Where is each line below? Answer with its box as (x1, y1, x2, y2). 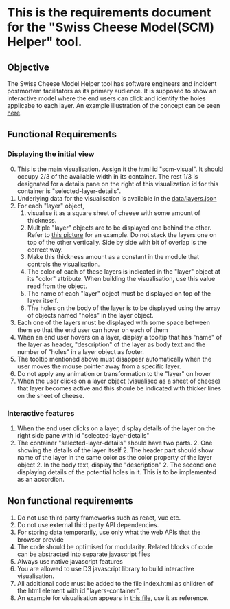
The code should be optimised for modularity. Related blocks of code (16, 542, 214, 551)
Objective (7, 61, 50, 73)
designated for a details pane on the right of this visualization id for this (16, 179, 219, 188)
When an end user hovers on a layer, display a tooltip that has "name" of (16, 333, 222, 341)
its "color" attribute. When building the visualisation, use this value (27, 274, 216, 283)
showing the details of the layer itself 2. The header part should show (16, 445, 214, 454)
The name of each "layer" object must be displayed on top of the (27, 289, 211, 297)
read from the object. (27, 282, 88, 290)
